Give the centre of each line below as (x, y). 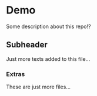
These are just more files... (38, 87)
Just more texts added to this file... (48, 59)
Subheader (27, 45)
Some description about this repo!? (48, 26)
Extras (16, 74)
